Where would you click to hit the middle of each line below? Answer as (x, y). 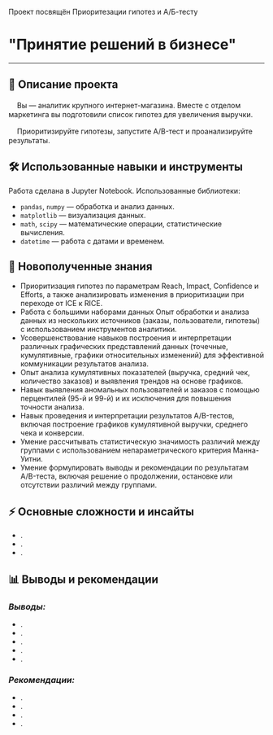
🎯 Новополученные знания (80, 267)
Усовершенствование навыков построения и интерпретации (126, 338)
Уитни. (31, 459)
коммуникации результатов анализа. (84, 364)
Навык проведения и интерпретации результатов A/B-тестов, (127, 416)
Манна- (246, 450)
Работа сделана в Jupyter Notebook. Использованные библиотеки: (125, 190)
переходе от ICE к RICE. (61, 304)
